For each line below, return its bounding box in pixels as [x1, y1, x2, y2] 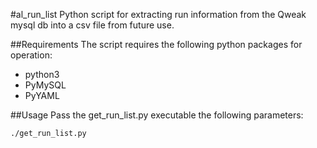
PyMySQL [24, 79, 67, 91]
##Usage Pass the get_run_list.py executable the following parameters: [10, 109, 304, 121]
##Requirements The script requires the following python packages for [10, 39, 303, 50]
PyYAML [24, 90, 60, 101]
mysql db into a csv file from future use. [10, 19, 175, 31]
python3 [24, 69, 60, 80]
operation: [10, 49, 53, 61]
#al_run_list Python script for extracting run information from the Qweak [10, 9, 307, 20]
